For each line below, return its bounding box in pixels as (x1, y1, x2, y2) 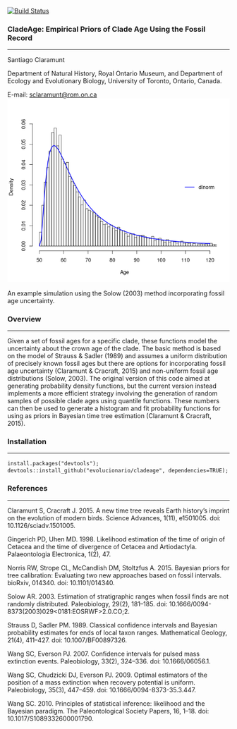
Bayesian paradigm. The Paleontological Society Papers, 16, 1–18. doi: (7, 706, 209, 715)
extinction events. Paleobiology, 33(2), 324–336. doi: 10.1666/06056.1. (7, 656, 212, 666)
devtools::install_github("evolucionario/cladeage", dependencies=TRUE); (7, 467, 229, 474)
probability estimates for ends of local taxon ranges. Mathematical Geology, (7, 628, 228, 637)
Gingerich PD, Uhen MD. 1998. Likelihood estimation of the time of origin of (7, 534, 226, 543)
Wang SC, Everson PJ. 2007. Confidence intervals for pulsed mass (7, 649, 200, 658)
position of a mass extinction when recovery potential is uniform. (7, 678, 196, 687)
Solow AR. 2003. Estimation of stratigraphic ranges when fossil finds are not (7, 592, 229, 601)
